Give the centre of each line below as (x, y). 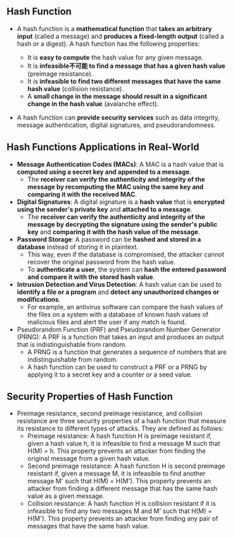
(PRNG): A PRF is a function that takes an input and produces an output (120, 337)
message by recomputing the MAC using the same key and (115, 187)
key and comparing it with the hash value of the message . (113, 232)
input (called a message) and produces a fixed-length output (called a (121, 36)
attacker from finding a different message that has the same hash (122, 489)
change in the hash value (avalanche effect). (93, 104)
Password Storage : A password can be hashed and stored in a (109, 239)
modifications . (38, 299)
